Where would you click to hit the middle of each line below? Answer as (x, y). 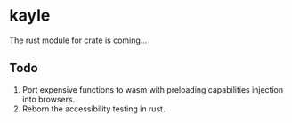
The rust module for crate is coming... (78, 40)
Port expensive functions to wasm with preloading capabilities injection (152, 89)
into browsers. (49, 99)
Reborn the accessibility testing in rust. (93, 109)
